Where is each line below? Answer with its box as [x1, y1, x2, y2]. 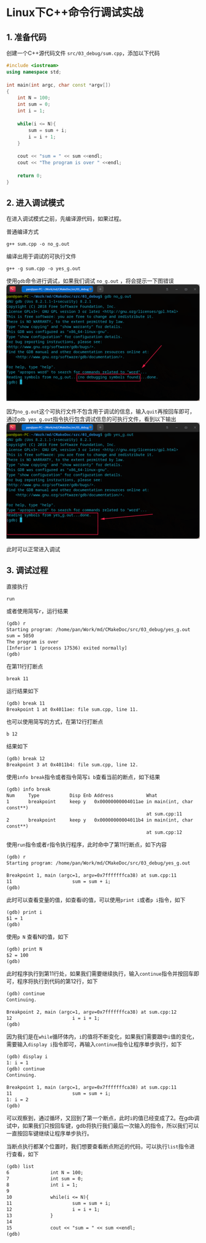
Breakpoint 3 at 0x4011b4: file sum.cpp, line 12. [6, 761, 139, 768]
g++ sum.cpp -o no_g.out [6, 241, 70, 248]
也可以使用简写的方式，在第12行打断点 [6, 718, 104, 725]
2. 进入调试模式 [6, 198, 64, 208]
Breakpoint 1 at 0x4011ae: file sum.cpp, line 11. [6, 706, 139, 713]
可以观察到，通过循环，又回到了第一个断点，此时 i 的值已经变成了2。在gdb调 [6, 1114, 200, 1121]
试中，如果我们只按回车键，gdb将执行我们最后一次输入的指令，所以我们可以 [6, 1122, 199, 1129]
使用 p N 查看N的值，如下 [6, 933, 69, 940]
